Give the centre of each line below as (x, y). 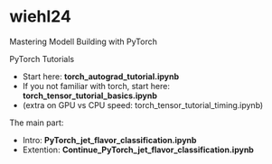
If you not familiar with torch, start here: (96, 86)
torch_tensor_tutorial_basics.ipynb (90, 96)
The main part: (37, 123)
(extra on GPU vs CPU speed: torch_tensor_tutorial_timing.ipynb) (143, 105)
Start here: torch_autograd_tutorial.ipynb (101, 76)
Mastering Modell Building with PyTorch (84, 41)
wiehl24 (41, 17)
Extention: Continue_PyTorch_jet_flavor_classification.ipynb (138, 150)
